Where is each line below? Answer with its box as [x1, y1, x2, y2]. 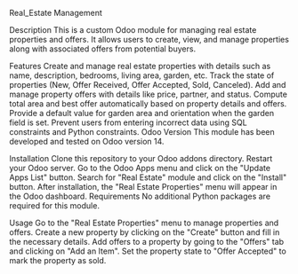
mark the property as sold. [9, 255, 107, 265]
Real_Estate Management [9, 8, 102, 18]
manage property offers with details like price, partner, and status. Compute [9, 89, 287, 99]
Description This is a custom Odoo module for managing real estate [9, 25, 257, 35]
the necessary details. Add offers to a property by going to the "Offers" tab [9, 237, 285, 247]
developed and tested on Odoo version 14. [9, 137, 165, 146]
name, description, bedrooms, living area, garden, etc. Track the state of [9, 70, 275, 81]
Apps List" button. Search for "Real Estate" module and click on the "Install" [9, 172, 287, 183]
